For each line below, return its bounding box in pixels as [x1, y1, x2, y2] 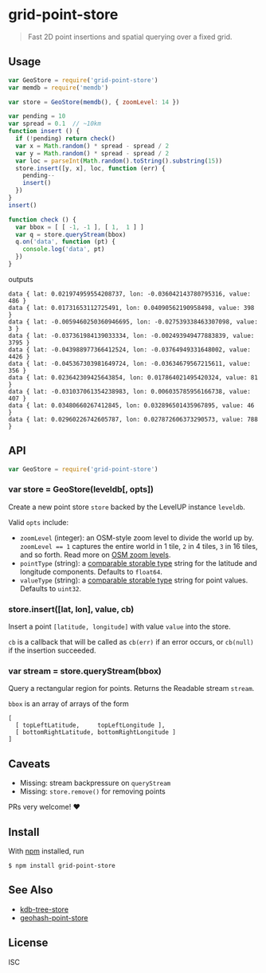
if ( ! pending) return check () [15, 135, 115, 143]
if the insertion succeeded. [8, 645, 97, 655]
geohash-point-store [19, 912, 88, 922]
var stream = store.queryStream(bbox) [8, 665, 162, 677]
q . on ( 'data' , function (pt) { [15, 237, 115, 246]
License [8, 936, 49, 950]
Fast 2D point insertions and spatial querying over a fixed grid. [27, 32, 233, 41]
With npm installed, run [8, 846, 84, 856]
